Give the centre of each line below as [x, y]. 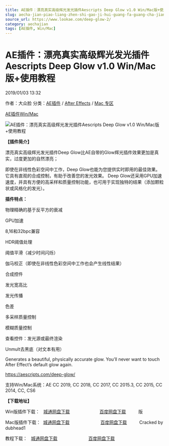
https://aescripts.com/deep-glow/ [40, 374]
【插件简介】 [18, 142]
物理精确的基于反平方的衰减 [34, 210]
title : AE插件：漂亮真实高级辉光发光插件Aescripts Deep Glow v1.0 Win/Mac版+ [82, 10]
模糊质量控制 [18, 328]
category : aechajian [27, 24]
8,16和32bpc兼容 [23, 231]
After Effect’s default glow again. [39, 365]
